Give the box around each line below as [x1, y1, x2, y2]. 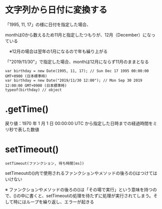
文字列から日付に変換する [5, 4, 108, 16]
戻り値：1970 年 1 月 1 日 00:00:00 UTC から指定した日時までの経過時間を [5, 120, 153, 126]
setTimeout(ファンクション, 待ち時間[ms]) [5, 161, 84, 166]
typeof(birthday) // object [5, 87, 62, 92]
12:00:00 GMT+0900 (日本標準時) [5, 83, 67, 88]
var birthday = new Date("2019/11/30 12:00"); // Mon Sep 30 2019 [5, 78, 143, 83]
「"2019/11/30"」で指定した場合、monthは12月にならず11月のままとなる [5, 59, 149, 64]
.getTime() [5, 104, 49, 115]
